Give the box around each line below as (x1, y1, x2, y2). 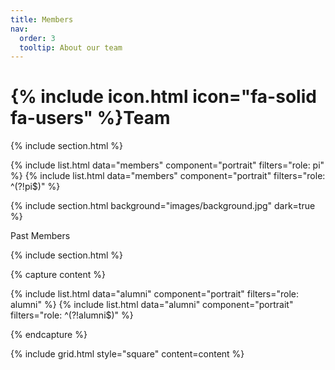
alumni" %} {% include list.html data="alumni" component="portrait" (10, 299, 294, 311)
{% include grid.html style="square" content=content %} (10, 348, 245, 360)
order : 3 (19, 33, 56, 43)
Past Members (10, 230, 71, 242)
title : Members (10, 14, 74, 25)
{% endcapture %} (10, 329, 88, 341)
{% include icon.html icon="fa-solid (10, 86, 317, 108)
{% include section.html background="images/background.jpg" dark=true (10, 200, 316, 212)
